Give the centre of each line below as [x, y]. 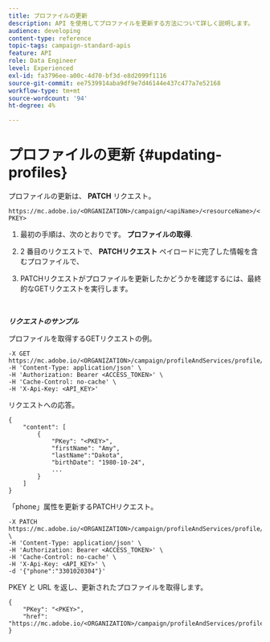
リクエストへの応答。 [43, 405]
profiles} [38, 173]
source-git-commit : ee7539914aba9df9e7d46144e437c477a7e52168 [115, 83]
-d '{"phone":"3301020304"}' [57, 572]
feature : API [30, 53]
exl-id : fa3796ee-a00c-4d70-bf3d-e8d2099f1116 [88, 76]
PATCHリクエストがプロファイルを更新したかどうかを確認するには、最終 [141, 279]
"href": [35, 617]
